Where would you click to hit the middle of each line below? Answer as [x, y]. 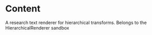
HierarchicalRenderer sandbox [37, 27]
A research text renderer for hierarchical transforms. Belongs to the [76, 22]
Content [23, 9]
